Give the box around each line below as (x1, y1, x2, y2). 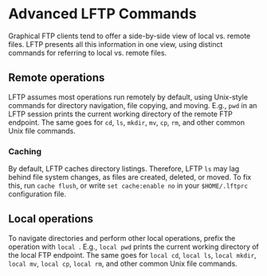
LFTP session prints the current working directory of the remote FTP (8, 109, 233, 119)
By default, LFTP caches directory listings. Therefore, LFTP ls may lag (8, 164, 240, 173)
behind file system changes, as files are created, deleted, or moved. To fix (8, 173, 252, 182)
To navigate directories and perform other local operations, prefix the (8, 233, 236, 243)
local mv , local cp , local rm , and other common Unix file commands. (8, 259, 238, 268)
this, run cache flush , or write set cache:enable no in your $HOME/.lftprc (8, 181, 249, 191)
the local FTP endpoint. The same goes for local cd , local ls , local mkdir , (8, 250, 257, 259)
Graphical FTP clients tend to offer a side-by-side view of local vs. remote (8, 31, 251, 41)
